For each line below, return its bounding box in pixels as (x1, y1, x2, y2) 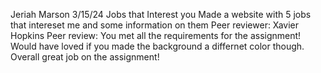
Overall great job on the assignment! (10, 51, 160, 63)
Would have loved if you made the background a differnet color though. (10, 40, 305, 52)
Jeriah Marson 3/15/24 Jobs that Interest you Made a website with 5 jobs (10, 9, 312, 20)
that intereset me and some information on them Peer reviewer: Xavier (10, 19, 299, 31)
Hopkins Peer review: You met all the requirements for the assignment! (10, 30, 302, 41)
